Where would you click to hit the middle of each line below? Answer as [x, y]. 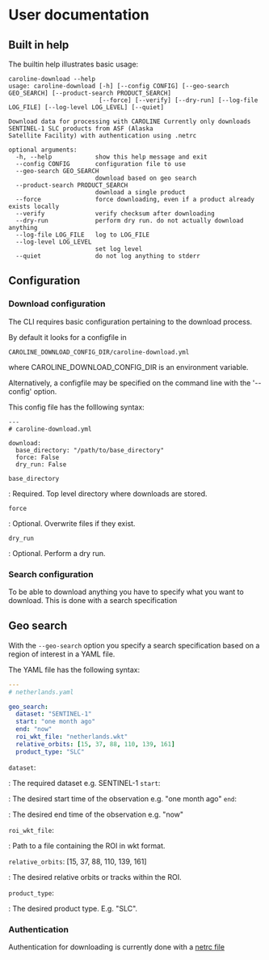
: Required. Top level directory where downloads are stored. [108, 493]
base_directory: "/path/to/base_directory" [90, 450]
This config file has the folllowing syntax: [77, 407]
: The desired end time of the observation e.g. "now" [96, 814]
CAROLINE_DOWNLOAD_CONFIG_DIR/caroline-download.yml [99, 352]
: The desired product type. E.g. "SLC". [73, 908]
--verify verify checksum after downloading [116, 214]
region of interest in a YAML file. [62, 654]
